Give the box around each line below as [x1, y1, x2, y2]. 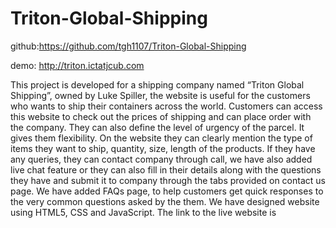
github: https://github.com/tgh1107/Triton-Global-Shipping [10, 40, 247, 52]
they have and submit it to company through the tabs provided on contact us [10, 174, 326, 186]
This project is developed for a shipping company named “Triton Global [10, 78, 305, 91]
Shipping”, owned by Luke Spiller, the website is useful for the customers [10, 89, 311, 101]
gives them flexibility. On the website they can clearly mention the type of [10, 132, 313, 144]
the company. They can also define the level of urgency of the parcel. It [10, 121, 305, 133]
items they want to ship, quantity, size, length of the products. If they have [10, 142, 316, 154]
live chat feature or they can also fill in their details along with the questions [10, 163, 322, 176]
